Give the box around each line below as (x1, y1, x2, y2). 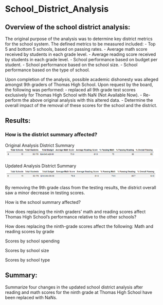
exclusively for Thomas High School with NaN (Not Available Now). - (5, 92, 142, 98)
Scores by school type (5, 257, 50, 262)
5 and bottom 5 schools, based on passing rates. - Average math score (5, 46, 147, 52)
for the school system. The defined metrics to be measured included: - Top (5, 41, 156, 47)
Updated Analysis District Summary (5, 163, 76, 169)
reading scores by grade (5, 228, 54, 234)
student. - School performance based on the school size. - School (5, 62, 138, 67)
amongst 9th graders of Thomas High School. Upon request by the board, (5, 82, 153, 87)
